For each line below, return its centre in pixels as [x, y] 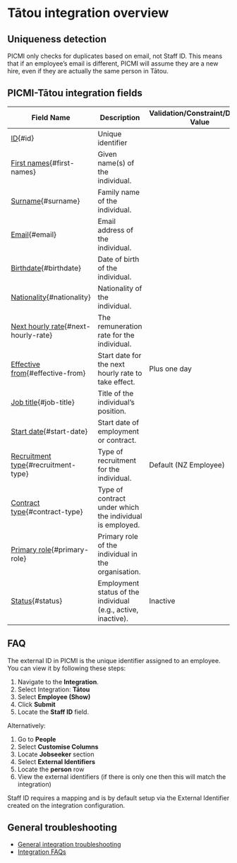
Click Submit [36, 704]
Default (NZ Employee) [187, 465]
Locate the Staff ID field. [53, 712]
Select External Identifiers [56, 761]
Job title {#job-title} [43, 402]
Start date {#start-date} [49, 431]
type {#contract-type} [47, 511]
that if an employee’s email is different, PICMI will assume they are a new [113, 64]
